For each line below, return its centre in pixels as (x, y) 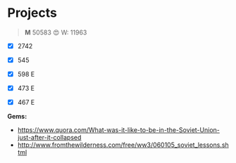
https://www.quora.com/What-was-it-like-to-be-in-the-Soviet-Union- (118, 130)
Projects (32, 13)
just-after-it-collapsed (49, 138)
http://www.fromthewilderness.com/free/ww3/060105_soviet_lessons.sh (123, 145)
